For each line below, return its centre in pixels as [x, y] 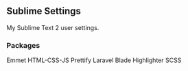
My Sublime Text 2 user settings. [53, 27]
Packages [23, 45]
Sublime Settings [44, 11]
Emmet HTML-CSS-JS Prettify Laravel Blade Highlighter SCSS [94, 60]
